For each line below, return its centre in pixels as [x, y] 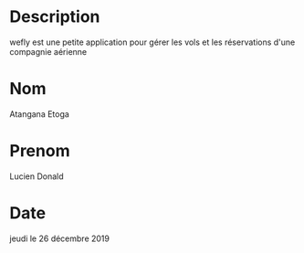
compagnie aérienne [48, 51]
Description [55, 17]
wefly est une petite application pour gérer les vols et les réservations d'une [152, 42]
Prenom [40, 151]
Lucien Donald [37, 176]
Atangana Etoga [40, 114]
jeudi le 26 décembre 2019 [59, 238]
